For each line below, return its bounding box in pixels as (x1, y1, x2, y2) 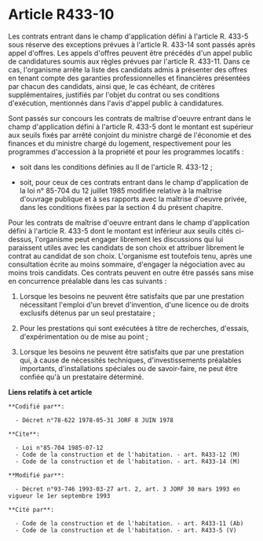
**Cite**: (8, 430, 41, 438)
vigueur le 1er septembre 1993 (8, 491, 111, 500)
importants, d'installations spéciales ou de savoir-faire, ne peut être (19, 363, 238, 373)
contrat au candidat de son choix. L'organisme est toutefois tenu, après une (8, 251, 253, 260)
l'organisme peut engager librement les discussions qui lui (35, 234, 224, 244)
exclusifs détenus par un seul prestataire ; (19, 308, 155, 318)
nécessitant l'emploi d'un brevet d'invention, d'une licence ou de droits (19, 300, 250, 309)
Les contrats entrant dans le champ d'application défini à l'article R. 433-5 (8, 31, 249, 41)
